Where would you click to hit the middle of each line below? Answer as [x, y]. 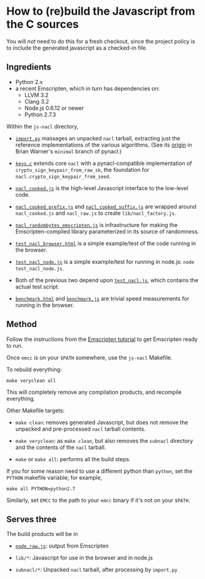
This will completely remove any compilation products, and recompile [94, 392]
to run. [15, 345]
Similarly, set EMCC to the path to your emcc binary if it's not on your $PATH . [98, 500]
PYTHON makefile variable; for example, [54, 477]
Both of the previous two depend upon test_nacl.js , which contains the [106, 280]
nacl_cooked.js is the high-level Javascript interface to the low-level [102, 188]
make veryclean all [31, 381]
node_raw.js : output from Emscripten [62, 546]
